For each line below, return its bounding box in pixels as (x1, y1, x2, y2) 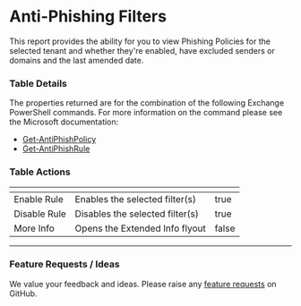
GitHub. (9, 288, 38, 299)
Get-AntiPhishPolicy (21, 134, 97, 145)
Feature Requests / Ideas (9, 258, 120, 270)
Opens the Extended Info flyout (74, 222, 206, 234)
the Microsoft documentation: (9, 116, 119, 127)
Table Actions (9, 166, 71, 178)
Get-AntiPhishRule (21, 143, 90, 154)
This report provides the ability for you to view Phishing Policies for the (9, 36, 271, 47)
